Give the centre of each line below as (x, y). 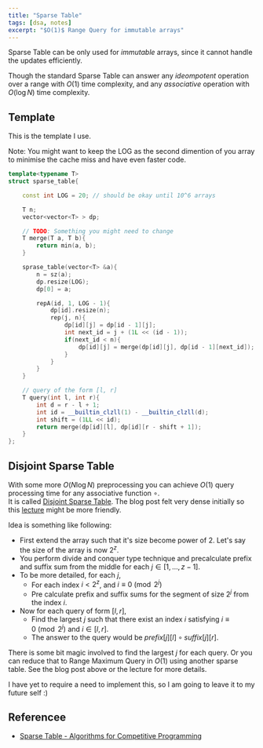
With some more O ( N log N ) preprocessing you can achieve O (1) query (121, 485)
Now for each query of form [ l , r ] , (73, 611)
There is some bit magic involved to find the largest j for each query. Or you (130, 652)
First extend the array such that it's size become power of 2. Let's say (132, 540)
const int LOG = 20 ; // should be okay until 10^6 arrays (119, 195)
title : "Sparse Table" (45, 15)
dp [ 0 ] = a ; (54, 289)
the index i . (49, 602)
